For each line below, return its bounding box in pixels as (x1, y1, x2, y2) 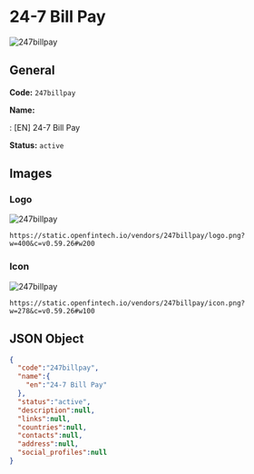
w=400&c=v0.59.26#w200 (9, 239, 95, 249)
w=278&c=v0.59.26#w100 (9, 306, 95, 315)
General (9, 63, 56, 78)
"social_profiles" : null (17, 448, 107, 458)
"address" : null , (17, 439, 79, 449)
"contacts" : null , (17, 431, 83, 440)
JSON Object (9, 331, 84, 347)
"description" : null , (17, 406, 95, 415)
